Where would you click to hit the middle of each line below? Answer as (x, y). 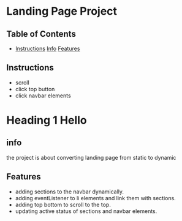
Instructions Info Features (47, 48)
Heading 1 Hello (47, 120)
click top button (35, 89)
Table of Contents (41, 34)
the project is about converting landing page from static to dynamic (91, 157)
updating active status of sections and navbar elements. (86, 211)
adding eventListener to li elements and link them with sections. (95, 198)
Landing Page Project (62, 11)
